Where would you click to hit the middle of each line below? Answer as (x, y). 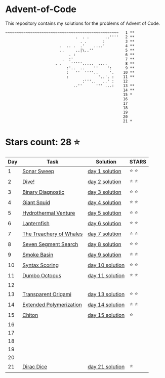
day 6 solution (105, 224)
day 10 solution (106, 265)
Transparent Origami (47, 295)
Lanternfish (36, 224)
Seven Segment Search (50, 244)
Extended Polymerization (52, 305)
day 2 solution (105, 182)
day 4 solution (105, 202)
